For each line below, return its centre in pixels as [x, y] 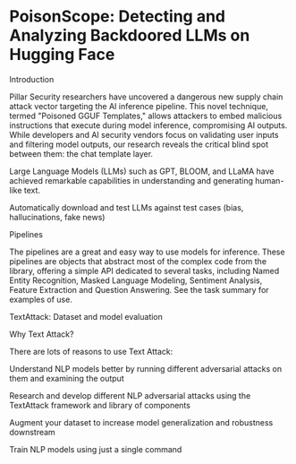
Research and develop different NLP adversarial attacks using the [130, 395]
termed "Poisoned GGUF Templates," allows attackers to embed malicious [146, 116]
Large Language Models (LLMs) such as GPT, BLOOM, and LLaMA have [142, 171]
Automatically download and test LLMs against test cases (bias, [127, 207]
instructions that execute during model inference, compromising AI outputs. [148, 125]
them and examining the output [67, 378]
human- [269, 180]
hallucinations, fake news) [57, 217]
